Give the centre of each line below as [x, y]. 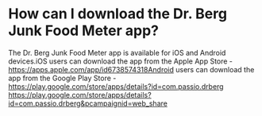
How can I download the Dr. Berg [118, 14]
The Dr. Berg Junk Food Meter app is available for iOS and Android [117, 52]
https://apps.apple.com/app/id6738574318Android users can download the [131, 69]
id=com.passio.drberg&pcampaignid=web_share [88, 103]
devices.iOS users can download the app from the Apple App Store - [120, 61]
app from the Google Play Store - [62, 78]
